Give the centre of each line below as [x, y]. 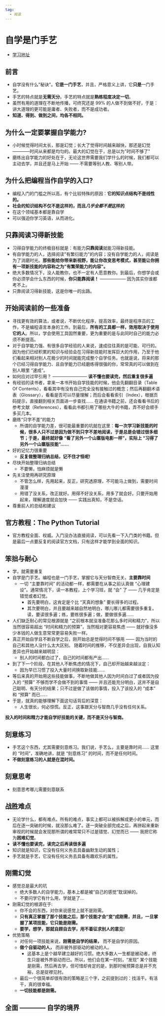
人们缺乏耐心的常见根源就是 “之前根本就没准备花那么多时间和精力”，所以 [86, 621]
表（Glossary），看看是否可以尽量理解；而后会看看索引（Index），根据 [83, 395]
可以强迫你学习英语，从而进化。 [45, 218]
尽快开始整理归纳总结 [34, 462]
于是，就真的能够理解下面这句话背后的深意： [58, 701]
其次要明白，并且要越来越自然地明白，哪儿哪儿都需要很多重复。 [92, 609]
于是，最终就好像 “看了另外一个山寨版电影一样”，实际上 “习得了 [93, 438]
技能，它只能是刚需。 [58, 923]
